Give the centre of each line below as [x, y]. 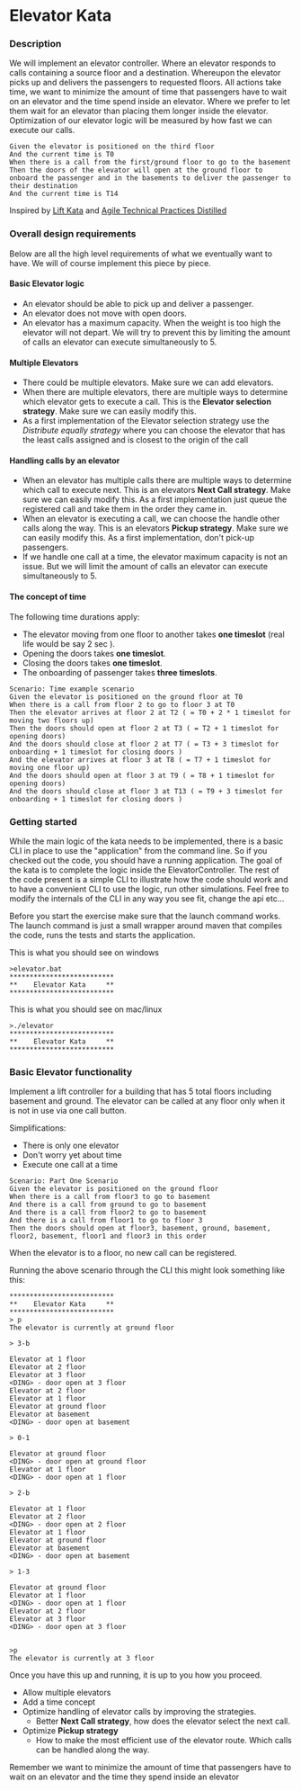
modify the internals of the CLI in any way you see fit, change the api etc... [147, 898]
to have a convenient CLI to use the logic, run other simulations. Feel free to [149, 889]
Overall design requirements [73, 234]
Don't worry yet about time [72, 1155]
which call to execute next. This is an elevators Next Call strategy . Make [156, 490]
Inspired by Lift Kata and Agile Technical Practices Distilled [118, 210]
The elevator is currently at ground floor [92, 1328]
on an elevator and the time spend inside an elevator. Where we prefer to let [150, 102]
